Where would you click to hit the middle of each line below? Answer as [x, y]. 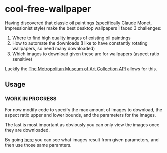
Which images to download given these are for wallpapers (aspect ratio [86, 54]
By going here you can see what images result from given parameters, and [82, 140]
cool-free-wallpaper [48, 9]
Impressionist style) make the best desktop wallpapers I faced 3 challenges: [83, 28]
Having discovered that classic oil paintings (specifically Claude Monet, [79, 23]
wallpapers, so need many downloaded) [54, 48]
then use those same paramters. [38, 145]
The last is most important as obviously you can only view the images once [82, 125]
